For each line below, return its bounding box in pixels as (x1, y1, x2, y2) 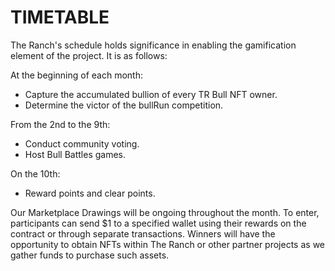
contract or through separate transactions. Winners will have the (10, 227, 276, 240)
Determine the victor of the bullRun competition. (24, 99, 224, 111)
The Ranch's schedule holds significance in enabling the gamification (10, 39, 297, 51)
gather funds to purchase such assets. (10, 249, 170, 261)
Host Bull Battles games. (24, 148, 127, 160)
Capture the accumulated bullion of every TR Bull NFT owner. (24, 88, 278, 100)
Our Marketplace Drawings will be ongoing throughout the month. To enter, (10, 206, 320, 218)
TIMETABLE (10, 6, 110, 29)
